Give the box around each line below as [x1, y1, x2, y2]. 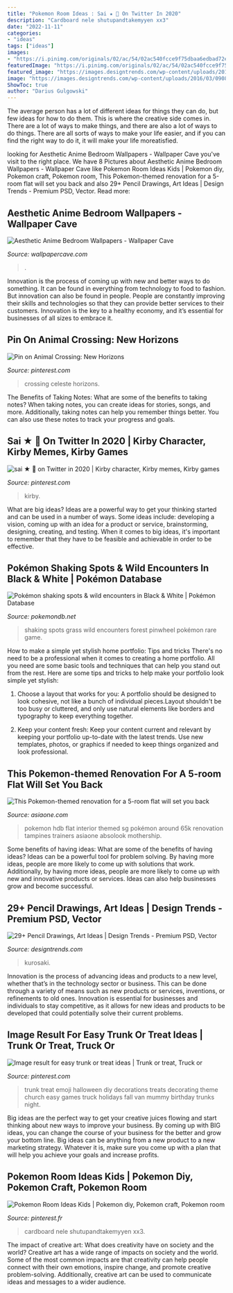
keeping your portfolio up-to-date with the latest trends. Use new [17, 733, 204, 741]
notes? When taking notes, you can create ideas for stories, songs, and [7, 400, 211, 408]
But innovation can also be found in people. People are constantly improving [7, 292, 225, 300]
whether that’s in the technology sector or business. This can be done [7, 979, 207, 987]
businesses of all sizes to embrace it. [7, 314, 113, 322]
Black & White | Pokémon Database [7, 573, 162, 585]
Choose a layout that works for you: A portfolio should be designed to [17, 690, 216, 698]
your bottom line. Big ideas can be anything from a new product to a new [7, 1136, 216, 1144]
